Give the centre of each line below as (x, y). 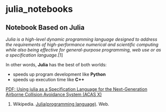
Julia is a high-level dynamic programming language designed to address (82, 39)
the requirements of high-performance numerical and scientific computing (82, 45)
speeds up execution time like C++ (48, 80)
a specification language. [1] (35, 55)
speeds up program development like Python (59, 74)
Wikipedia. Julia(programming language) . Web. (61, 104)
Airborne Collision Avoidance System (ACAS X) (54, 94)
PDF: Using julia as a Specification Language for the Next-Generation (77, 89)
